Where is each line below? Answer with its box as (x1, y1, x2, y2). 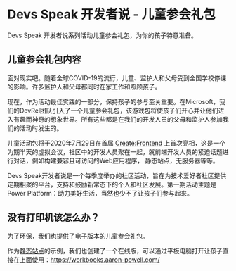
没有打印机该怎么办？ (7, 212, 100, 224)
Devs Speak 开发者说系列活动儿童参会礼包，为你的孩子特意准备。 (7, 31, 198, 39)
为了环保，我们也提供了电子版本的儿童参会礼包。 (7, 232, 149, 240)
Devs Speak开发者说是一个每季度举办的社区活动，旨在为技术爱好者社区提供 (7, 171, 227, 179)
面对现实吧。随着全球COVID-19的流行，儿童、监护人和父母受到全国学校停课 (7, 73, 227, 82)
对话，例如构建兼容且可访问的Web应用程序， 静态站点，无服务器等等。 (13, 156, 219, 165)
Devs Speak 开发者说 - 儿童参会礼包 (7, 6, 216, 23)
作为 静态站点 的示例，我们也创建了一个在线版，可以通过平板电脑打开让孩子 (7, 246, 223, 255)
